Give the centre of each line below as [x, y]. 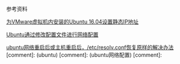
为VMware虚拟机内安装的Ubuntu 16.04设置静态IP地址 [73, 22]
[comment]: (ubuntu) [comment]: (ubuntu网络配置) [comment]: [84, 55]
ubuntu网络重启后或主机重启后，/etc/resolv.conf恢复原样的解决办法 [90, 47]
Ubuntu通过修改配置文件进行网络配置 [52, 34]
